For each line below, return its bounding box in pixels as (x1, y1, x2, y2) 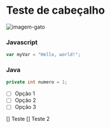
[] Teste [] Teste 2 (6, 115, 50, 123)
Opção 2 (14, 96, 36, 104)
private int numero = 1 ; (6, 79, 68, 85)
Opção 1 (14, 90, 36, 97)
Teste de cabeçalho (6, 4, 105, 17)
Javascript (6, 38, 38, 46)
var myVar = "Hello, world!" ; (6, 52, 81, 58)
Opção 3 (14, 104, 37, 111)
